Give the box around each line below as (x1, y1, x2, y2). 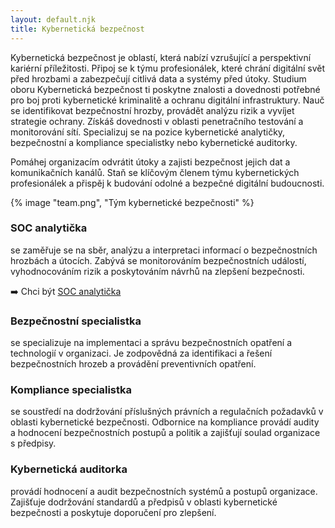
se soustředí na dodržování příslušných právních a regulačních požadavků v (10, 406, 324, 418)
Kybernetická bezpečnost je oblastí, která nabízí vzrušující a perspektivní (10, 51, 312, 63)
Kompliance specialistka (10, 383, 133, 397)
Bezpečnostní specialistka (10, 314, 142, 328)
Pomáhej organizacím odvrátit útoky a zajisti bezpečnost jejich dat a (10, 156, 291, 168)
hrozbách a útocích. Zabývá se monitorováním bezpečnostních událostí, (10, 254, 307, 266)
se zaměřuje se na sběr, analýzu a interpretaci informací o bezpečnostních (10, 244, 318, 256)
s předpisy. (10, 437, 57, 450)
